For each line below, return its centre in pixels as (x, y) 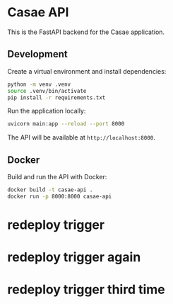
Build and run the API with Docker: (57, 177)
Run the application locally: (47, 111)
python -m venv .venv (39, 84)
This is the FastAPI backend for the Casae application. (86, 32)
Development (38, 54)
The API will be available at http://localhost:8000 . (81, 137)
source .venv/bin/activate (47, 91)
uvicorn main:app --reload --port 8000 (66, 124)
